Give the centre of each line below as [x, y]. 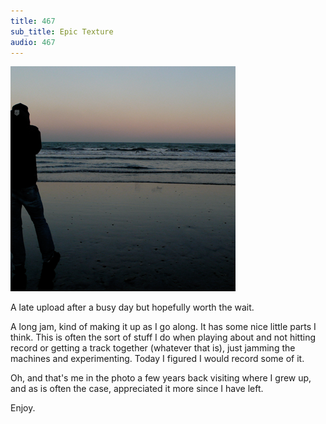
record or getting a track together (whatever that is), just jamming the [153, 348]
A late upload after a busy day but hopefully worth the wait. [132, 307]
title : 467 [33, 21]
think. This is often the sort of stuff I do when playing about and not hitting [163, 337]
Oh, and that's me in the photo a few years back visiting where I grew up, [161, 378]
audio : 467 [33, 42]
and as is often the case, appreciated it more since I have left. [137, 389]
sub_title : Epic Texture [62, 31]
